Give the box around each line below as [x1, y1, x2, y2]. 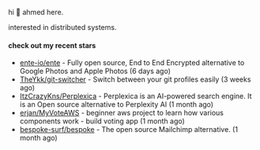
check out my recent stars [8, 40, 96, 50]
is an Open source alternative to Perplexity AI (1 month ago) [19, 100, 214, 109]
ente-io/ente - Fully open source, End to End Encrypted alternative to [19, 58, 245, 68]
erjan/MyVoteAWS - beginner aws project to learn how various [19, 108, 224, 118]
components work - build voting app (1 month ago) [19, 116, 186, 126]
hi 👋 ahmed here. [8, 8, 64, 16]
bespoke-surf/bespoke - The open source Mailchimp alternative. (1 [19, 125, 239, 134]
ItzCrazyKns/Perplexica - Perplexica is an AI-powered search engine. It [19, 91, 252, 101]
